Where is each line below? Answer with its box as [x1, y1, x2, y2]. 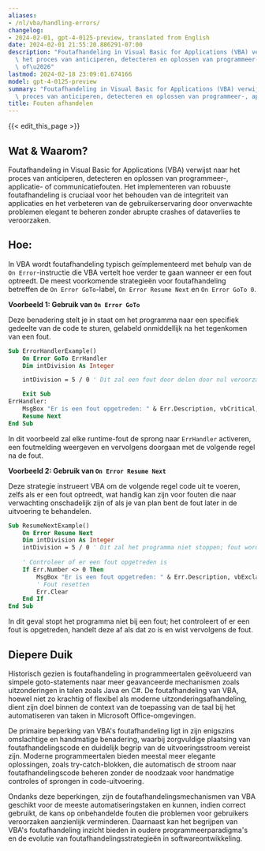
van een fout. [8, 332, 51, 341]
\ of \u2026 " [15, 63, 55, 71]
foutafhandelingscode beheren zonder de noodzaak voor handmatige [8, 767, 234, 778]
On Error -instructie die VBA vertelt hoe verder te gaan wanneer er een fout [8, 268, 252, 277]
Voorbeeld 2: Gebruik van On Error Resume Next [8, 466, 166, 475]
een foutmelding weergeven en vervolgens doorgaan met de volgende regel [8, 442, 256, 452]
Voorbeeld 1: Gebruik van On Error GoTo [8, 299, 140, 309]
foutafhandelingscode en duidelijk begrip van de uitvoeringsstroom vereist [8, 743, 251, 752]
